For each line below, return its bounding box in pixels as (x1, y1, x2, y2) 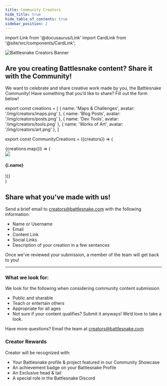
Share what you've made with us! (5, 193, 111, 201)
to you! (5, 257, 20, 263)
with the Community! (5, 72, 72, 80)
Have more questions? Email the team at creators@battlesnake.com (5, 326, 144, 332)
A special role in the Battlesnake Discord (12, 375, 95, 381)
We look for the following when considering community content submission (5, 286, 160, 291)
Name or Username (12, 221, 53, 227)
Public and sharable (12, 295, 53, 301)
